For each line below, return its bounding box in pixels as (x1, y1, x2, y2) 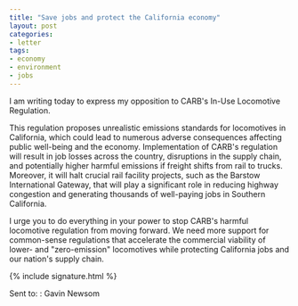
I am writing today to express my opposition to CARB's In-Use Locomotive (9, 95, 281, 106)
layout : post (9, 21, 58, 30)
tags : (9, 46, 29, 55)
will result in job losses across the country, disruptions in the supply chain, (9, 151, 282, 161)
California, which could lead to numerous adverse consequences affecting (9, 131, 283, 143)
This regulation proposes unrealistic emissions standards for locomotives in (9, 122, 286, 133)
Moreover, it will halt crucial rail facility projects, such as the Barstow (9, 170, 261, 180)
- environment (9, 63, 62, 72)
